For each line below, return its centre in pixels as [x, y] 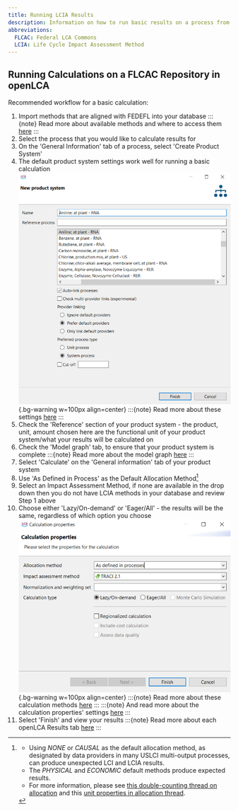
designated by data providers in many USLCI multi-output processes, [129, 755]
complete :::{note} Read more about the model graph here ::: [106, 454]
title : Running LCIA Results [51, 15]
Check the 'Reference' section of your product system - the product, [118, 424]
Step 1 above [37, 501]
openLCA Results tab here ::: [60, 727]
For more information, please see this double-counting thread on [123, 785]
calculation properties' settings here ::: [75, 712]
